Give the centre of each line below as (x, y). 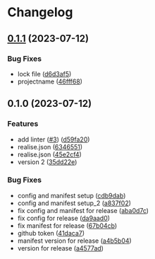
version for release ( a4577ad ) (61, 248)
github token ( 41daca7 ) (51, 233)
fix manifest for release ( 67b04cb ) (67, 225)
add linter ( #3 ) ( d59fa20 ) (54, 139)
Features (23, 124)
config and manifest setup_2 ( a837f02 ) (74, 203)
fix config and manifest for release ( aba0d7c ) (83, 210)
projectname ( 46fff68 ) (50, 81)
